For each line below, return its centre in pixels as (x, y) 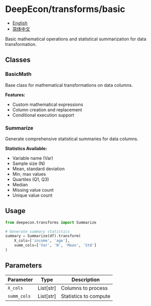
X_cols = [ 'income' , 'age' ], (42, 241)
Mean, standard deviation (38, 169)
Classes (18, 60)
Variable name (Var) (33, 158)
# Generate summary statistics (38, 231)
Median (20, 184)
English (20, 23)
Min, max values (29, 174)
